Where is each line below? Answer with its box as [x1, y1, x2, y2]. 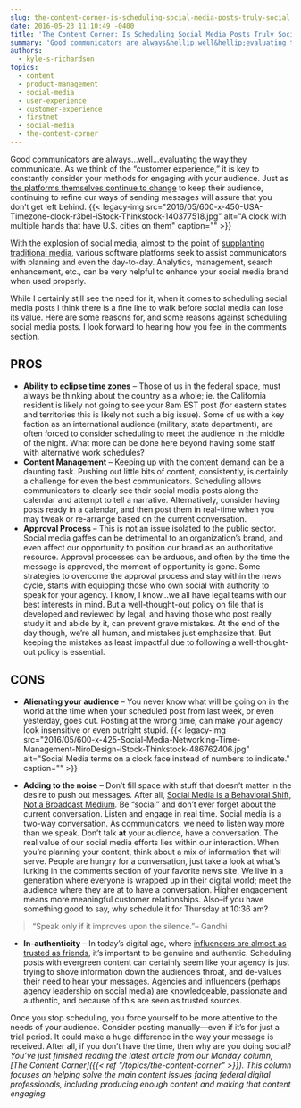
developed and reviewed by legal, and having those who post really [22, 609, 272, 619]
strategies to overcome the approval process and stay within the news [22, 570, 282, 581]
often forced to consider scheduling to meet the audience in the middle [22, 428, 285, 439]
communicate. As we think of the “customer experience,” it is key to [10, 163, 260, 174]
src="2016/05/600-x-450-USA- [146, 201, 263, 212]
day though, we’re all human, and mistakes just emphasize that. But [22, 627, 272, 638]
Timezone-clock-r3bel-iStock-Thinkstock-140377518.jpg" [10, 211, 222, 222]
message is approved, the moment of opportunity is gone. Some [22, 560, 261, 572]
